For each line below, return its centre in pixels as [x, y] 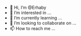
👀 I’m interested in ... [30, 13]
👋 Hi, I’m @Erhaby [28, 8]
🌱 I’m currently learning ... [36, 18]
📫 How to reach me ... [32, 28]
